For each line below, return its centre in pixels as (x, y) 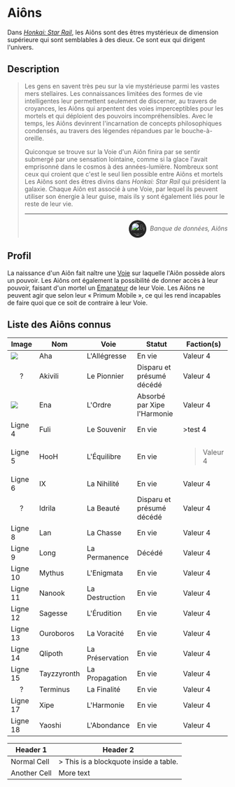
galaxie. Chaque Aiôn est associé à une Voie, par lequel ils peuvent (121, 189)
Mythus (52, 573)
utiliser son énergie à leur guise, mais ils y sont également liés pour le (124, 196)
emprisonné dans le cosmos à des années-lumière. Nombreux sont (121, 167)
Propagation (107, 678)
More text (74, 773)
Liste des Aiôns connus (59, 325)
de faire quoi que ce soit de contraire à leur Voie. (78, 302)
